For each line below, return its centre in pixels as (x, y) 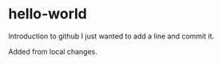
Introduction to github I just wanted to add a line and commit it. (111, 36)
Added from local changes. (53, 51)
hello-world (48, 14)
